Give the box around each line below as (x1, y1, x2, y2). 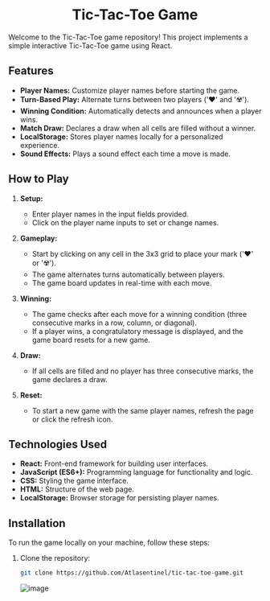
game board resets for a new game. (31, 335, 151, 344)
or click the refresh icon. (31, 414, 113, 424)
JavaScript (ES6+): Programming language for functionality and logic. (19, 467, 253, 477)
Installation (8, 517, 66, 530)
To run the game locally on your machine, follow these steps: (8, 537, 211, 548)
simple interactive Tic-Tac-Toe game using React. (8, 40, 173, 50)
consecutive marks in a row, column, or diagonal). (31, 318, 197, 327)
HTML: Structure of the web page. (19, 484, 134, 494)
